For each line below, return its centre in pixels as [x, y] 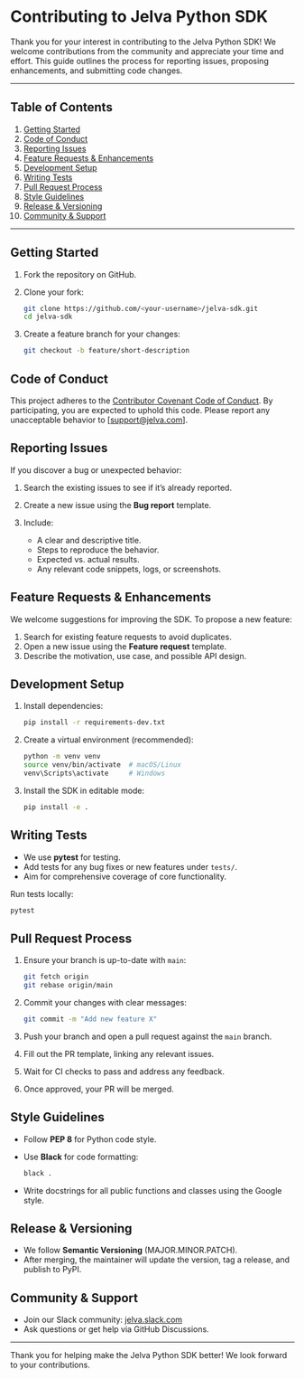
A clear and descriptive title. [89, 540]
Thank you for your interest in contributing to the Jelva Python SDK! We [143, 42]
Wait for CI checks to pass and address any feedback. [124, 1071]
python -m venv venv [62, 757]
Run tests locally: [42, 893]
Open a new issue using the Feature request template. [125, 646]
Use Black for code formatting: [81, 1157]
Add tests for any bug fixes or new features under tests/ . [130, 866]
